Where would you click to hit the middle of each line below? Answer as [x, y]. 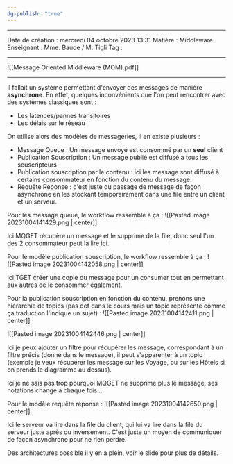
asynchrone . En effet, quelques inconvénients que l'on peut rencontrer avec [116, 94]
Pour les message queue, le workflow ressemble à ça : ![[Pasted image [109, 215]
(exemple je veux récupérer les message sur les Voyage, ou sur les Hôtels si [116, 362]
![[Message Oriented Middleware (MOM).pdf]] [73, 67]
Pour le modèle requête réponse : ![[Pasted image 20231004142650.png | [113, 404]
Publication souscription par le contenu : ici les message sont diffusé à [118, 172]
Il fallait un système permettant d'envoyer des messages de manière [105, 87]
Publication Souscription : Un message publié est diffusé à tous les [113, 157]
